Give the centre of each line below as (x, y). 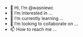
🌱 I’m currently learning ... (37, 18)
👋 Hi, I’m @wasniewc (32, 8)
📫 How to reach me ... (33, 29)
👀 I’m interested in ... (31, 13)
